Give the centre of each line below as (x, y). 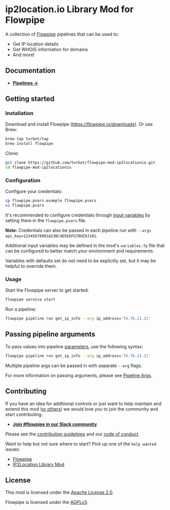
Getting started (30, 99)
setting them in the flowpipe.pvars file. (46, 220)
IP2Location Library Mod (38, 464)
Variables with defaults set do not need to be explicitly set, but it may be (81, 261)
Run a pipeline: (21, 309)
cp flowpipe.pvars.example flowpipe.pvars (51, 201)
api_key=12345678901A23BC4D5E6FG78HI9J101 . (52, 235)
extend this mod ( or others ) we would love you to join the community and (82, 409)
